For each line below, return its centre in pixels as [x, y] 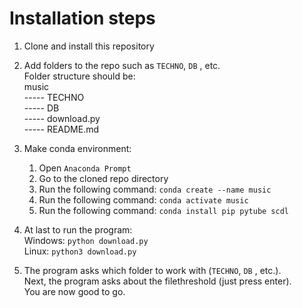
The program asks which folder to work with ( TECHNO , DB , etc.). [152, 270]
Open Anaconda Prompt [85, 168]
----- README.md [61, 129]
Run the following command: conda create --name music [155, 189]
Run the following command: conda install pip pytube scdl [163, 210]
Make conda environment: [77, 148]
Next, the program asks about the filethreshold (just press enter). [157, 281]
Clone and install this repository [89, 46]
